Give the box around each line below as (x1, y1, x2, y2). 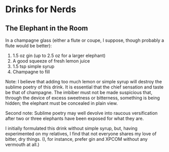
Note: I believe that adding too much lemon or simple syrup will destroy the (5, 79, 162, 84)
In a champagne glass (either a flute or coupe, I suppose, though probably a (5, 37, 164, 43)
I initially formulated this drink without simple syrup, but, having (5, 126, 138, 131)
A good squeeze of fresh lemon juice (12, 58, 90, 64)
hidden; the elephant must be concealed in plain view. (5, 100, 118, 106)
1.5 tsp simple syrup (12, 64, 55, 69)
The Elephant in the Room (5, 24, 88, 33)
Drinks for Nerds (5, 4, 77, 15)
